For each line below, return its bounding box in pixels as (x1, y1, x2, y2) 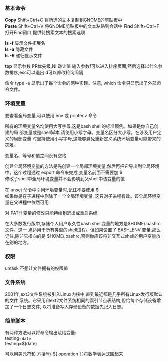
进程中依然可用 (18, 199, 49, 205)
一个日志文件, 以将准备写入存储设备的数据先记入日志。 (13, 304, 126, 310)
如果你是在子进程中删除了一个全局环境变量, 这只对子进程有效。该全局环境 (5, 193, 156, 199)
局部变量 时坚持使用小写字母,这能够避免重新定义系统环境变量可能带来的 (13, 135, 161, 141)
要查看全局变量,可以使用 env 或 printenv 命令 (5, 112, 97, 118)
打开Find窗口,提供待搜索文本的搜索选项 (5, 29, 86, 36)
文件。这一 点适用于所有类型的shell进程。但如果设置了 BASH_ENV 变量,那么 (5, 227, 161, 233)
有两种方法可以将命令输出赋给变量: (5, 330, 77, 336)
